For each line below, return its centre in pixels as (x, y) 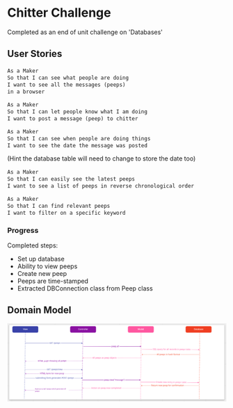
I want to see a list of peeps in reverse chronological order (101, 186)
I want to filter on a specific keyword (67, 213)
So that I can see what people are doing (68, 78)
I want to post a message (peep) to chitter (73, 119)
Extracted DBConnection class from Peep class (85, 288)
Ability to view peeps (47, 266)
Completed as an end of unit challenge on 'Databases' (85, 32)
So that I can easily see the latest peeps (71, 179)
